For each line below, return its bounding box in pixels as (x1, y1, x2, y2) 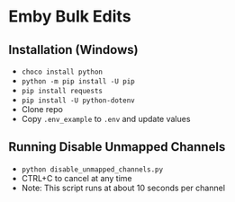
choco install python (21, 67, 103, 76)
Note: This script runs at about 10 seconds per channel (21, 182, 226, 193)
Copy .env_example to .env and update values (21, 114, 191, 124)
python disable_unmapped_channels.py (21, 164, 164, 174)
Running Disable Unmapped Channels (8, 139, 226, 154)
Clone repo (21, 104, 64, 114)
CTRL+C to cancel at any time (21, 172, 132, 183)
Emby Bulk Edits (8, 6, 131, 27)
